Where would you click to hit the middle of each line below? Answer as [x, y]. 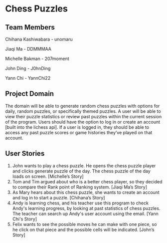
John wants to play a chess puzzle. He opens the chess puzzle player [84, 165]
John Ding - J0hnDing [28, 68]
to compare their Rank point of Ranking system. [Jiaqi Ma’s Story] [80, 187]
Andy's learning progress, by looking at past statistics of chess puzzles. [86, 208]
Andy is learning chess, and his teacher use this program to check [80, 203]
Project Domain [29, 94]
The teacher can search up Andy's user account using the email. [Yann [85, 213]
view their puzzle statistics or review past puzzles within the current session [83, 116]
